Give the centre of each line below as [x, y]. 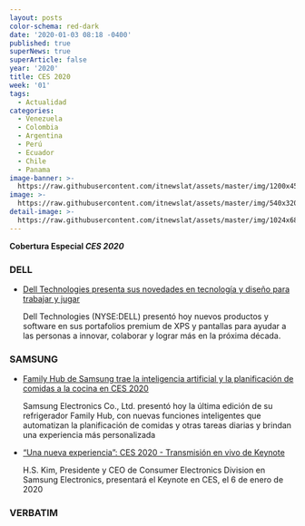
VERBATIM [34, 513]
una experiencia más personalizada [89, 435]
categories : [32, 111]
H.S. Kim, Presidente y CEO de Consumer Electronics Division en [144, 470]
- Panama [34, 170]
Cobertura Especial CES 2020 [67, 246]
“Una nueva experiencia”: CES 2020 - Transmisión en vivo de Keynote [154, 453]
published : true [40, 43]
